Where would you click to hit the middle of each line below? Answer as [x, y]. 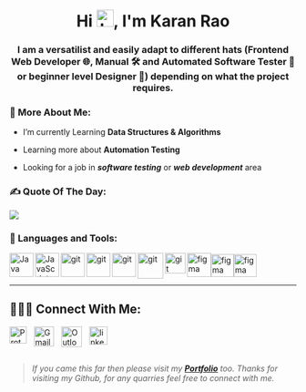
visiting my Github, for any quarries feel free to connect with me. [153, 377]
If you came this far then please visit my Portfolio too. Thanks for [154, 368]
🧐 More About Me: [50, 112]
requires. [153, 88]
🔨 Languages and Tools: [64, 238]
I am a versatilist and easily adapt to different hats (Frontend [153, 50]
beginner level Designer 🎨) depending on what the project [159, 77]
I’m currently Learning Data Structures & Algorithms [122, 132]
